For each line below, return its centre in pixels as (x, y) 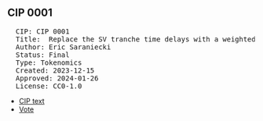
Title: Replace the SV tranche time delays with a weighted (135, 39)
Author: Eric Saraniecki (63, 47)
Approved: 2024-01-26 (57, 78)
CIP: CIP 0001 (42, 31)
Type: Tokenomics (49, 62)
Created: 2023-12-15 (55, 70)
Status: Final (42, 55)
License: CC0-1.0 (49, 86)
